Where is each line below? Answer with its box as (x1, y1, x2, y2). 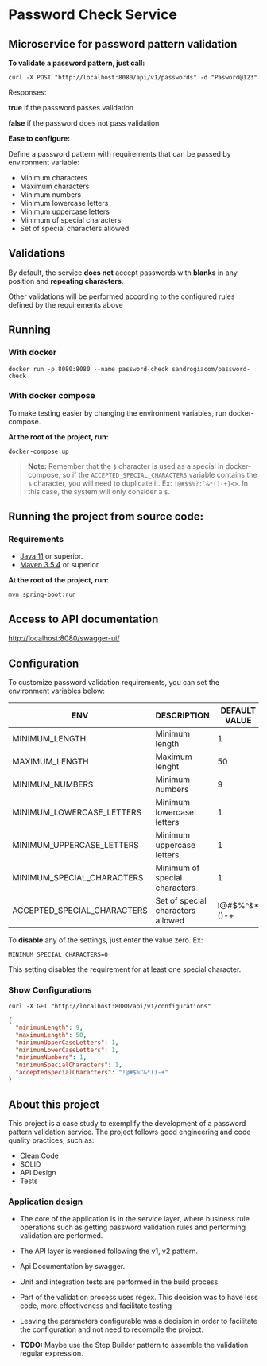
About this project (8, 1097, 100, 1111)
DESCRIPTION (155, 710, 210, 721)
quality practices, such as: (8, 1136, 95, 1145)
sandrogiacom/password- (172, 365, 250, 373)
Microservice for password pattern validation (8, 37, 238, 51)
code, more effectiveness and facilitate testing (19, 1301, 172, 1310)
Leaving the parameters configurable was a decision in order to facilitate (19, 1317, 258, 1326)
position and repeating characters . (8, 276, 124, 285)
